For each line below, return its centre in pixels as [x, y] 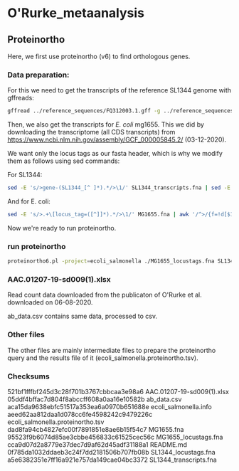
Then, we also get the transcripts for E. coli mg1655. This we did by [106, 125]
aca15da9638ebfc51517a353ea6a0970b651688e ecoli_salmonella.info [110, 406]
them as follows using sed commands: [64, 161]
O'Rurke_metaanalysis [76, 13]
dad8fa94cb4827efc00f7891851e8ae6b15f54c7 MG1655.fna [96, 429]
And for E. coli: [29, 201]
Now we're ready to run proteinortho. [62, 228]
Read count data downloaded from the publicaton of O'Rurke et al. [105, 295]
